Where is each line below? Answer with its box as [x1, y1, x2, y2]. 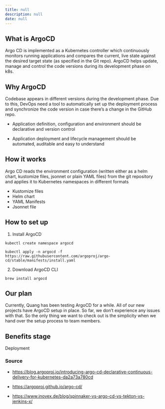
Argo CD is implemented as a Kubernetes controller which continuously [5, 48, 150, 54]
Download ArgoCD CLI [12, 266, 58, 272]
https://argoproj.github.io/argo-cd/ [12, 383, 82, 389]
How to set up [5, 218, 48, 227]
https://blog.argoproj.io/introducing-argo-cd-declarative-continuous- [12, 369, 153, 375]
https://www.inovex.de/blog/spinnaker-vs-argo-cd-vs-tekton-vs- [12, 393, 145, 399]
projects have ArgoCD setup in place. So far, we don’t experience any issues [5, 308, 160, 314]
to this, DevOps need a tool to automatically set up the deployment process [5, 101, 158, 107]
